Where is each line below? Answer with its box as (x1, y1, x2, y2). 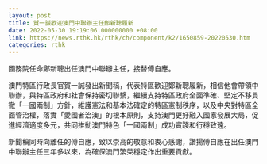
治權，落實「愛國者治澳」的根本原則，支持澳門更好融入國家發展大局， (21, 110, 252, 120)
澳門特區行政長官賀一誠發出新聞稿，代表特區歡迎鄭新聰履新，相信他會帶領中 (8, 81, 259, 90)
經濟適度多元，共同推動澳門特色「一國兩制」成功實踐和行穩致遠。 (14, 120, 231, 130)
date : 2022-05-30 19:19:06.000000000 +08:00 (8, 26, 158, 34)
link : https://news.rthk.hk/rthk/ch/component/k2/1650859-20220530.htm (8, 33, 250, 42)
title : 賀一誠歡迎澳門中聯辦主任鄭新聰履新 (8, 19, 134, 27)
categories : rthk (8, 41, 66, 49)
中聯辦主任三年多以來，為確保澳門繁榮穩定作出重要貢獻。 (8, 147, 196, 157)
